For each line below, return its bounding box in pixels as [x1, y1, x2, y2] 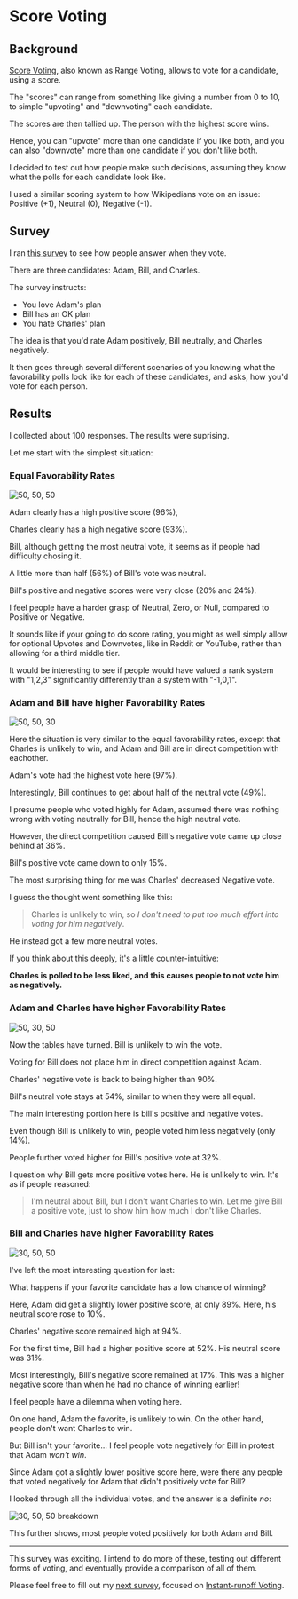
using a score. [9, 75, 61, 85]
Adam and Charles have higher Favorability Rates [9, 1001, 226, 1014]
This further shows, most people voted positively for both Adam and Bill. [9, 1527, 273, 1538]
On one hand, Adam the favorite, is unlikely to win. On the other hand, [9, 1413, 264, 1424]
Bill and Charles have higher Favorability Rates [9, 1227, 215, 1239]
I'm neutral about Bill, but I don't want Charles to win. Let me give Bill [30, 1196, 283, 1207]
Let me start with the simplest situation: [9, 447, 153, 458]
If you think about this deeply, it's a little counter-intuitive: [9, 953, 219, 964]
